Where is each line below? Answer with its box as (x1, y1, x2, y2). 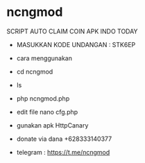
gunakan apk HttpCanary (16, 121, 89, 129)
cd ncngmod (16, 67, 53, 76)
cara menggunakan (16, 53, 72, 62)
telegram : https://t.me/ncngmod (16, 148, 110, 156)
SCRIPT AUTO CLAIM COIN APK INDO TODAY (6, 27, 138, 35)
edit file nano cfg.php (16, 108, 78, 116)
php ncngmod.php (16, 94, 70, 103)
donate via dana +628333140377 (16, 135, 112, 143)
